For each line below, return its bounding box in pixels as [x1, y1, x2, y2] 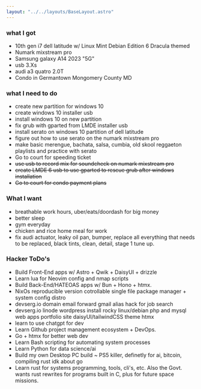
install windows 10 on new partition [14, 115, 102, 123]
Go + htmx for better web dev [14, 332, 89, 339]
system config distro [14, 294, 66, 301]
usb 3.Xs [14, 61, 37, 68]
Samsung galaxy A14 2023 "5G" [14, 55, 95, 62]
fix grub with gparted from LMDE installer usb [14, 122, 128, 129]
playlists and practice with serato [14, 148, 97, 155]
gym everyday [14, 220, 51, 228]
